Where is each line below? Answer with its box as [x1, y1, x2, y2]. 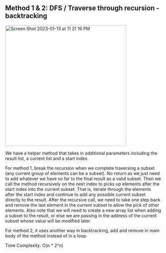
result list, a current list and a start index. [5, 155, 89, 161]
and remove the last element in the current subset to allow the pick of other [5, 202, 160, 208]
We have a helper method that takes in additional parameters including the [5, 150, 158, 156]
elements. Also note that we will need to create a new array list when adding [5, 207, 162, 213]
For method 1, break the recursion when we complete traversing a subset [5, 165, 155, 171]
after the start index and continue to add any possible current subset [5, 191, 146, 197]
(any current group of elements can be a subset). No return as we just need [5, 170, 160, 176]
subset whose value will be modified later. [5, 218, 91, 224]
